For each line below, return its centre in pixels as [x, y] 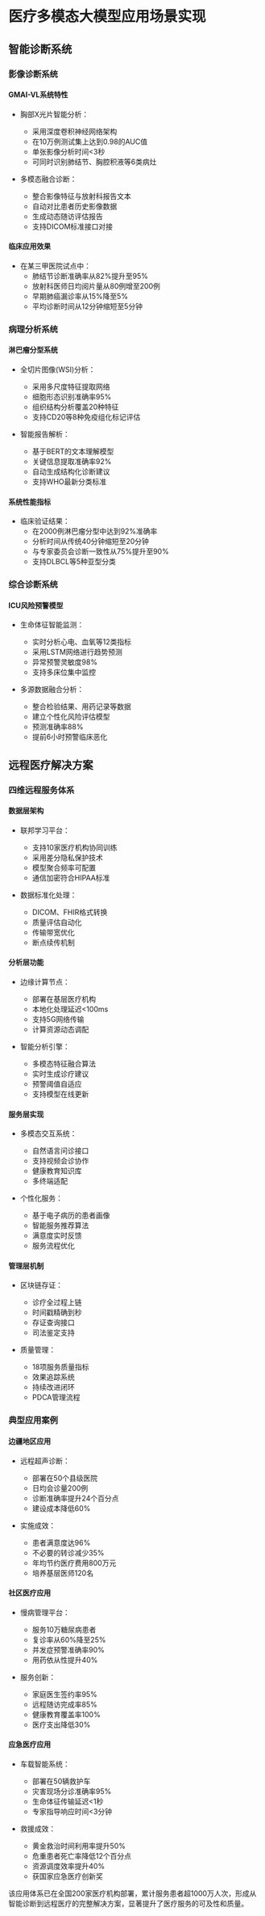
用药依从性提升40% [65, 1660]
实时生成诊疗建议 [60, 1074]
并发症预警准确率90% [68, 1649]
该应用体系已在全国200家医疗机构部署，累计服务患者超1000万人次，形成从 [132, 1893]
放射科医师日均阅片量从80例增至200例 [96, 286]
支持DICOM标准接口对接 [72, 226]
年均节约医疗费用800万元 [74, 1563]
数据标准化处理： [48, 895]
